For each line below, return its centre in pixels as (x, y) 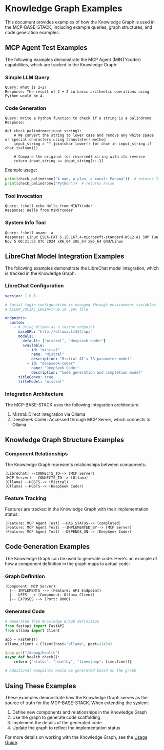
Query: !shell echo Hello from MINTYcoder (49, 206)
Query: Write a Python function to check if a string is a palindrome (78, 118)
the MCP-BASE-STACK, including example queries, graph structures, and (79, 27)
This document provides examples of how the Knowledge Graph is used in (80, 22)
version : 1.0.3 (20, 296)
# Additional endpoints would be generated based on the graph (71, 671)
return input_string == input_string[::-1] (59, 161)
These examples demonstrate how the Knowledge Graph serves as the (76, 697)
